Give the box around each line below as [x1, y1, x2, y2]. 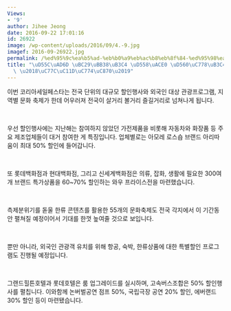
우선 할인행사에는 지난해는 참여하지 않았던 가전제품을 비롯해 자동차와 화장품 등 [7, 124, 217, 132]
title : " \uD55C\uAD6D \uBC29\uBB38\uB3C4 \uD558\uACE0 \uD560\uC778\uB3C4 [7, 61, 226, 68]
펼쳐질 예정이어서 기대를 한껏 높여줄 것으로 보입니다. [14, 214, 154, 222]
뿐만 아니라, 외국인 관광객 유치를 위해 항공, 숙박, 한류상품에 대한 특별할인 [7, 242, 201, 250]
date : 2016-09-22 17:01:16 [7, 29, 85, 36]
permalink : [7, 55, 38, 62]
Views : [7, 10, 26, 17]
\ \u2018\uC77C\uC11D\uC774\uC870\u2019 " [13, 67, 134, 74]
